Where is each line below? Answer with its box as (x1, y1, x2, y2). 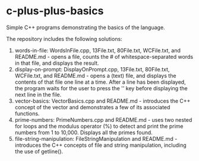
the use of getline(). (14, 147, 64, 155)
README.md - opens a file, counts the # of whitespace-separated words (14, 53, 194, 60)
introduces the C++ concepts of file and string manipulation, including (14, 141, 187, 149)
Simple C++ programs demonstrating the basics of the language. (6, 24, 165, 31)
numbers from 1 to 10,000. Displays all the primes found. (14, 129, 153, 136)
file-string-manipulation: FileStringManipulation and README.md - (14, 135, 178, 142)
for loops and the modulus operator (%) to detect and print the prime (14, 122, 184, 130)
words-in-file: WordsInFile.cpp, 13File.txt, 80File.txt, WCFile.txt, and (14, 46, 181, 54)
